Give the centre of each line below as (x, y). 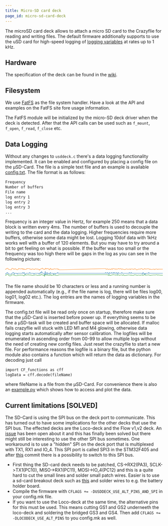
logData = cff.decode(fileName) (39, 375)
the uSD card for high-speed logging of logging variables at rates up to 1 (80, 41)
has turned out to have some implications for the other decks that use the (81, 423)
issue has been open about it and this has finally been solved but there (78, 434)
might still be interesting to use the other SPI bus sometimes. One (72, 439)
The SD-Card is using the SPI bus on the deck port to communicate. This (80, 417)
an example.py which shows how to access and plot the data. (68, 390)
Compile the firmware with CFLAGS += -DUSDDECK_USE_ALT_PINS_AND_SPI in (87, 491)
